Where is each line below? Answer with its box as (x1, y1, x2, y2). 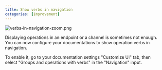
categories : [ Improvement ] (5, 12, 60, 17)
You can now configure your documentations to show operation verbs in (5, 39, 150, 45)
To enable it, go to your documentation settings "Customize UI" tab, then (5, 54, 151, 60)
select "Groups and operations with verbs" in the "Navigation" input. (5, 59, 142, 65)
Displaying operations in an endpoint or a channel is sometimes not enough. (5, 35, 158, 40)
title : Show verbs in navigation (5, 7, 73, 12)
